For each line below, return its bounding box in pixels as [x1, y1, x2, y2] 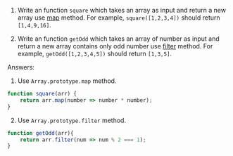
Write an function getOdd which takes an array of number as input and [17, 34, 220, 43]
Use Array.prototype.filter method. [17, 116, 127, 124]
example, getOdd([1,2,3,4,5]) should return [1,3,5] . [17, 49, 172, 58]
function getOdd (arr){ [7, 129, 74, 136]
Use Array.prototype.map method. [17, 77, 117, 85]
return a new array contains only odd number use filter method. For [17, 42, 213, 50]
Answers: [7, 63, 35, 71]
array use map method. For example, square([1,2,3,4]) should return [17, 13, 220, 22]
